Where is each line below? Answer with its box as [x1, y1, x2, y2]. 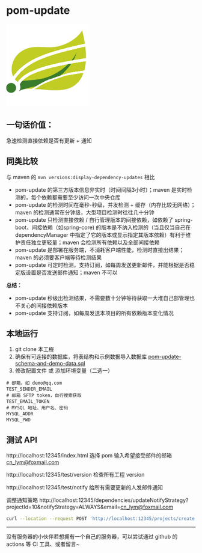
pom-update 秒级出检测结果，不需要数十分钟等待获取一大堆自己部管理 [14, 294, 190, 301]
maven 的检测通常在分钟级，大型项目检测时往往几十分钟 [14, 209, 155, 216]
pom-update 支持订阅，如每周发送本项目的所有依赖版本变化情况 [14, 309, 174, 316]
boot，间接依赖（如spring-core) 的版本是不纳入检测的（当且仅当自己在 [14, 224, 191, 231]
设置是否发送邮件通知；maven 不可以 [25, 269, 118, 276]
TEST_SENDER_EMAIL [6, 386, 52, 393]
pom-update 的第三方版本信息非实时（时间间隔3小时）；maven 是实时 [14, 186, 188, 193]
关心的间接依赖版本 [20, 302, 68, 309]
